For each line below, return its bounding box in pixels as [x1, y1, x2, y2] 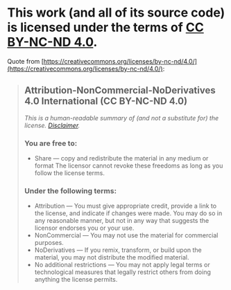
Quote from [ [7, 57, 44, 65]
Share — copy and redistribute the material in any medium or [34, 154, 209, 163]
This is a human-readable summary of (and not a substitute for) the [24, 114, 219, 122]
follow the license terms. [34, 169, 105, 177]
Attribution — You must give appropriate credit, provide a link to [34, 202, 217, 210]
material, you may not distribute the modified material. [34, 253, 189, 262]
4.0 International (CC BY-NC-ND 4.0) [24, 96, 188, 107]
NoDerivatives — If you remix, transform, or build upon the [34, 246, 203, 254]
